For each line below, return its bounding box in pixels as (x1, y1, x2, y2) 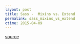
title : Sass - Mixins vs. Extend (5, 12, 76, 16)
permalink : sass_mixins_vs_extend (5, 16, 76, 21)
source (5, 34, 20, 40)
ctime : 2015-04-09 (5, 20, 42, 26)
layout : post (5, 7, 32, 12)
